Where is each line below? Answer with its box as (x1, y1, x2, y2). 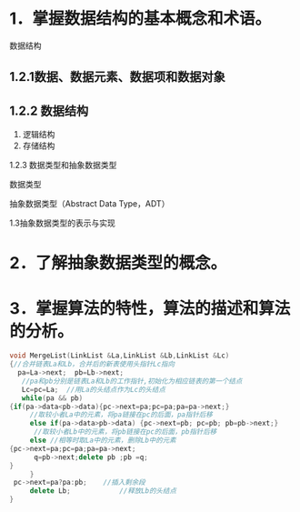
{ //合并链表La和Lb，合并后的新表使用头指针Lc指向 (9, 360, 175, 369)
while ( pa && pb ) (21, 393, 84, 403)
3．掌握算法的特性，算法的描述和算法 (9, 297, 291, 318)
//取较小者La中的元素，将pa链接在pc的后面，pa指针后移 (29, 410, 214, 419)
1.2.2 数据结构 (9, 103, 89, 118)
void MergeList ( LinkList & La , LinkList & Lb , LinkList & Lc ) (9, 351, 230, 360)
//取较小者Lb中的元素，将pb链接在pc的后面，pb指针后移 (33, 427, 217, 437)
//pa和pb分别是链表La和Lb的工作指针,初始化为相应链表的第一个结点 (21, 376, 243, 386)
